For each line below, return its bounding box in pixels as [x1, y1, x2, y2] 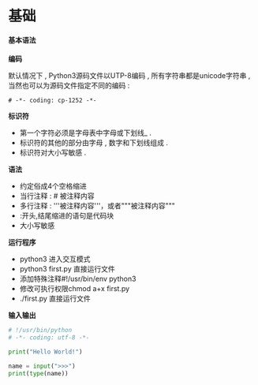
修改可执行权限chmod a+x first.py [19, 284, 130, 293]
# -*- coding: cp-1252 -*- [8, 96, 97, 105]
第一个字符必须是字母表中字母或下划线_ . [19, 128, 152, 138]
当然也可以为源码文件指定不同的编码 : [8, 80, 130, 91]
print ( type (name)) [8, 369, 69, 377]
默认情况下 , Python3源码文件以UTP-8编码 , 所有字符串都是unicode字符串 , [8, 71, 251, 80]
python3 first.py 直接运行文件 [19, 264, 116, 274]
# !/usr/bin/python [8, 327, 73, 335]
